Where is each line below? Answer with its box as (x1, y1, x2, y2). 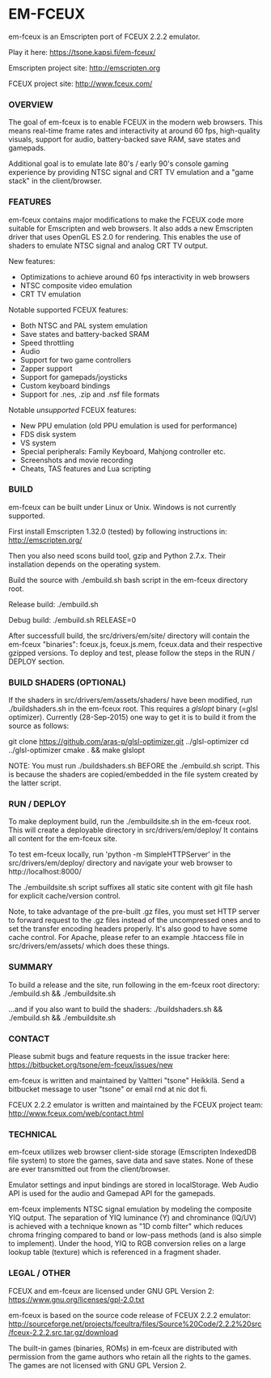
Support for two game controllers (19, 355, 132, 364)
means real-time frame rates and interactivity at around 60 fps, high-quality (8, 126, 260, 136)
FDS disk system (19, 429, 77, 439)
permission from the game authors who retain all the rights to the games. (8, 1351, 252, 1361)
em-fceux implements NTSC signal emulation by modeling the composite (8, 1204, 252, 1214)
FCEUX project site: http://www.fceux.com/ (8, 79, 153, 88)
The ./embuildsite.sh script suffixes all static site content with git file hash (8, 883, 253, 892)
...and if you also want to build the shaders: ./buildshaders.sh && (8, 1004, 223, 1014)
